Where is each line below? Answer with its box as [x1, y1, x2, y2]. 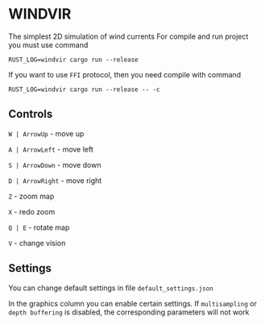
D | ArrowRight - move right [8, 175, 102, 185]
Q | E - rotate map [8, 223, 70, 232]
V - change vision [8, 238, 66, 248]
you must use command [8, 40, 89, 49]
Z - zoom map [8, 191, 55, 201]
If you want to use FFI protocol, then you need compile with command [8, 69, 242, 79]
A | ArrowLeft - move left [8, 144, 94, 154]
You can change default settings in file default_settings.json [8, 283, 213, 293]
